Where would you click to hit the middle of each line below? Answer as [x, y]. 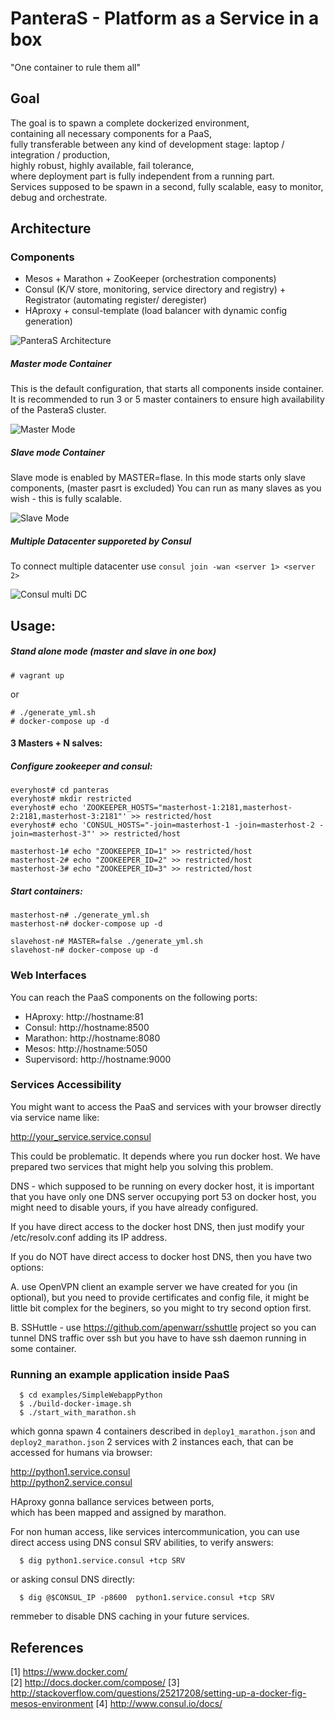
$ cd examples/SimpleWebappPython [91, 1395]
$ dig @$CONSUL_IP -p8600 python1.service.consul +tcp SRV [147, 1598]
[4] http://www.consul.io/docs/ [159, 1703]
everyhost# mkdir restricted [71, 799]
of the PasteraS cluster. [58, 410]
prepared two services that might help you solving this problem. [142, 1166]
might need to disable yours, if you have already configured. [134, 1207]
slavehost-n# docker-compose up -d [84, 950]
